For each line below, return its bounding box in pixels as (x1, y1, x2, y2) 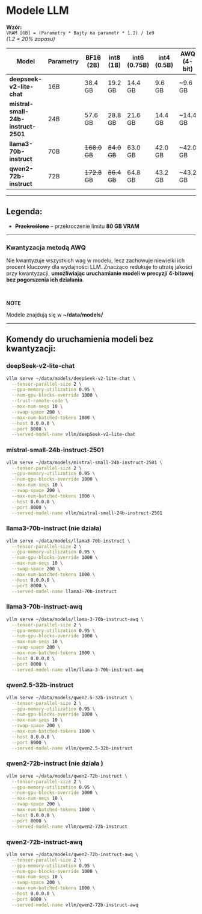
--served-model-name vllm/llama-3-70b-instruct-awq (11, 667, 144, 673)
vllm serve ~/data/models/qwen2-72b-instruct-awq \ (6, 851, 138, 857)
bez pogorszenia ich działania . (6, 276, 84, 283)
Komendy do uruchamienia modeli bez (6, 334, 154, 344)
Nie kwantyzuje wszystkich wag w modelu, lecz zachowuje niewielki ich (6, 257, 185, 264)
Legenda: (6, 206, 43, 217)
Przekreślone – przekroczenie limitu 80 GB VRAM (14, 222, 139, 230)
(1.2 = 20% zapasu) (6, 35, 55, 42)
